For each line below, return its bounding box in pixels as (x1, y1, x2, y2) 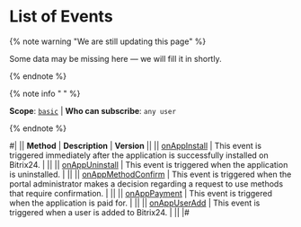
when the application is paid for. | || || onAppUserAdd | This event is (9, 197, 261, 208)
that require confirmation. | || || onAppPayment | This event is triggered (9, 188, 272, 198)
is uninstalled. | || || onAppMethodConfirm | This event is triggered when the (9, 169, 292, 179)
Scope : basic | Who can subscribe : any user (9, 105, 177, 116)
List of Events (9, 6, 114, 27)
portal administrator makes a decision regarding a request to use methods (9, 178, 284, 189)
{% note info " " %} (9, 88, 81, 99)
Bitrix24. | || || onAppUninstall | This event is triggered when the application (9, 159, 288, 170)
